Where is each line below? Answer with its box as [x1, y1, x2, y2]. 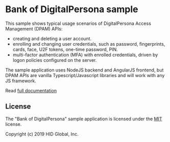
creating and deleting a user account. [12, 35, 92, 42]
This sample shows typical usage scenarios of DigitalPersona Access [5, 20, 152, 26]
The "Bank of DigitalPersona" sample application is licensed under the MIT [5, 116, 162, 122]
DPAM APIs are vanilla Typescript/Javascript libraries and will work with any [5, 72, 165, 78]
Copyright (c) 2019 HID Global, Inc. [5, 131, 79, 137]
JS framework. [5, 78, 37, 84]
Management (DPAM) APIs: [5, 25, 63, 31]
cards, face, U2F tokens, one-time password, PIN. [12, 46, 118, 52]
